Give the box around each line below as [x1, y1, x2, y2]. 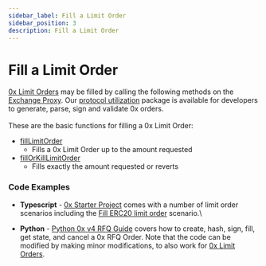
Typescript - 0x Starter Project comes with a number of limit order [19, 200, 239, 209]
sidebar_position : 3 [8, 19, 77, 27]
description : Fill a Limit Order [8, 26, 119, 34]
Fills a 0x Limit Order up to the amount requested [31, 145, 193, 155]
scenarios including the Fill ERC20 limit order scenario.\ [19, 208, 202, 217]
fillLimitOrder [19, 136, 63, 146]
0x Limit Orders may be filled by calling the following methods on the [8, 87, 234, 96]
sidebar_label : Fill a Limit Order [8, 11, 127, 20]
